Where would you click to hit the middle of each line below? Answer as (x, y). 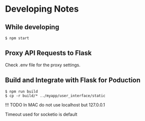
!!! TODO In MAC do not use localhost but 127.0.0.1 (55, 105)
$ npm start (17, 38)
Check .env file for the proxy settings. (43, 65)
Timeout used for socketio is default (41, 114)
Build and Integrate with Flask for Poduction (73, 80)
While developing (32, 27)
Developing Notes (42, 9)
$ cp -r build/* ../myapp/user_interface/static (55, 96)
